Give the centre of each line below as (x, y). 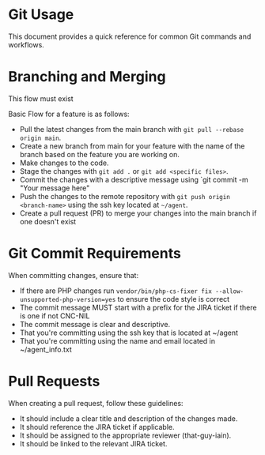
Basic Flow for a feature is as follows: (69, 114)
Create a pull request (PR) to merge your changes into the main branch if (138, 213)
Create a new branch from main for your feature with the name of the (132, 146)
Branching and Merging (87, 77)
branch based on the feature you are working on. (99, 154)
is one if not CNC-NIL (55, 316)
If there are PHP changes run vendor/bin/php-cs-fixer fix (115, 291)
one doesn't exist (48, 221)
